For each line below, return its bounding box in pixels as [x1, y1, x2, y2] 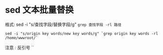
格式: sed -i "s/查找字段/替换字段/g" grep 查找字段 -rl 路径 [5, 21, 122, 27]
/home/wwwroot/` [5, 35, 38, 40]
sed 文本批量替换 [5, 4, 74, 16]
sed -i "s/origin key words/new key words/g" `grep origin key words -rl [5, 31, 159, 36]
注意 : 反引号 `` [5, 44, 34, 50]
